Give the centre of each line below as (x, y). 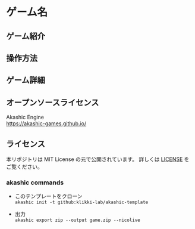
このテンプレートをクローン (48, 196)
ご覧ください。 (24, 166)
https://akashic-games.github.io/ (46, 123)
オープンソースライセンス (53, 102)
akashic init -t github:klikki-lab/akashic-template (81, 202)
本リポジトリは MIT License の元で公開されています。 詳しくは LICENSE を (98, 159)
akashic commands (35, 182)
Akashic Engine (25, 117)
